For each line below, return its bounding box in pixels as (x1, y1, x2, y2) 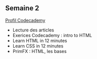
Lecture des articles (12, 27, 55, 33)
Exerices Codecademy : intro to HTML (12, 32, 92, 38)
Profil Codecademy (5, 17, 45, 23)
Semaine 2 (5, 4, 39, 12)
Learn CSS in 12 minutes (12, 42, 64, 49)
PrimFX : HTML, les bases (12, 48, 67, 54)
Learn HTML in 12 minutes (12, 37, 67, 43)
